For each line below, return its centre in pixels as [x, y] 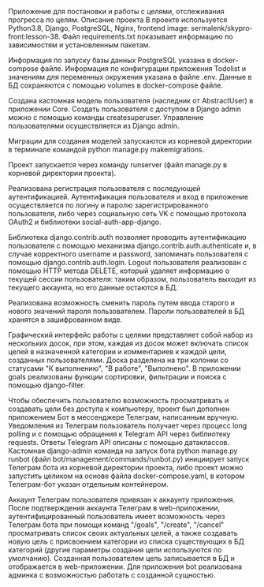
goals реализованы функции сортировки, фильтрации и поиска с [117, 377]
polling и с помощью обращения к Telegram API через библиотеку [119, 434]
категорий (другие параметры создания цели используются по [115, 550]
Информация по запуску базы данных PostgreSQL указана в [110, 60]
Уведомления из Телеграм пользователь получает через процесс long [128, 426]
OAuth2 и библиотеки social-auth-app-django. [85, 222]
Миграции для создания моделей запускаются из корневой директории [130, 141]
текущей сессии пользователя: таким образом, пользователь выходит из [132, 279]
